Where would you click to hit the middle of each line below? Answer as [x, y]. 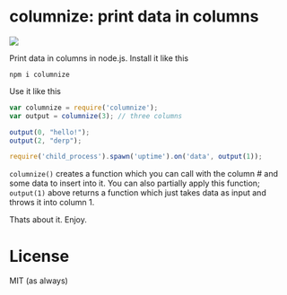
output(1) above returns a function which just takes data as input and [138, 193]
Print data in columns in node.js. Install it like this [99, 58]
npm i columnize [39, 74]
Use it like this [35, 91]
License [39, 256]
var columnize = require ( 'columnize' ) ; [84, 108]
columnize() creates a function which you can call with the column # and [144, 174]
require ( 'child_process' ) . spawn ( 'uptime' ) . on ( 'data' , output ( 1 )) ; [136, 157]
